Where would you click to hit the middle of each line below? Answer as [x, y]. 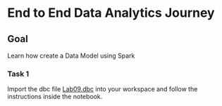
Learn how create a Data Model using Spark [71, 55]
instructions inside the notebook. [55, 97]
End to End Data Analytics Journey [111, 13]
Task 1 [18, 74]
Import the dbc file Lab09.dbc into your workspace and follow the [103, 89]
